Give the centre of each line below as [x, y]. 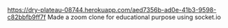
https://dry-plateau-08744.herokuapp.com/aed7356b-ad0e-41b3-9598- [112, 10]
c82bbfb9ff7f [27, 17]
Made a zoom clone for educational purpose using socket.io [134, 17]
